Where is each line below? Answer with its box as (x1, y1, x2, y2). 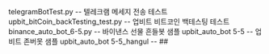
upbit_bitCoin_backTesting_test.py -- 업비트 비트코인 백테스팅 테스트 (8, 17, 230, 26)
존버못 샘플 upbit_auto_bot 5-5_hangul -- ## (23, 37, 169, 46)
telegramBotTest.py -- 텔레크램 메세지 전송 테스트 (8, 7, 168, 16)
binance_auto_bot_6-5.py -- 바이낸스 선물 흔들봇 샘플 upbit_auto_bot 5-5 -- (8, 27, 254, 36)
